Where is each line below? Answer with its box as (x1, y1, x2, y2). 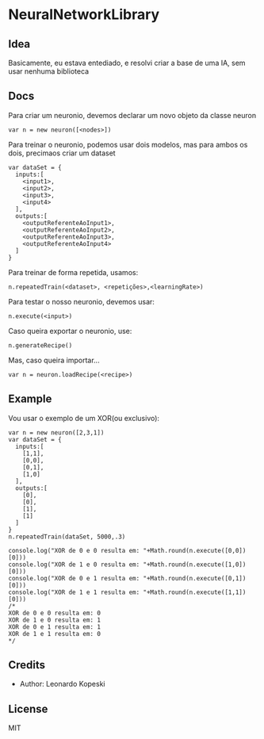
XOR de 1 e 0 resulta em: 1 (8, 616, 101, 624)
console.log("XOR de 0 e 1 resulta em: (8, 574, 140, 582)
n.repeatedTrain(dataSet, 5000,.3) (8, 533, 126, 541)
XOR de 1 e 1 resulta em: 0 (8, 630, 101, 638)
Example (8, 392, 52, 406)
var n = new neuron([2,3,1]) (8, 428, 105, 437)
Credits (8, 658, 46, 672)
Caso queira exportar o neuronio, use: (8, 326, 132, 335)
